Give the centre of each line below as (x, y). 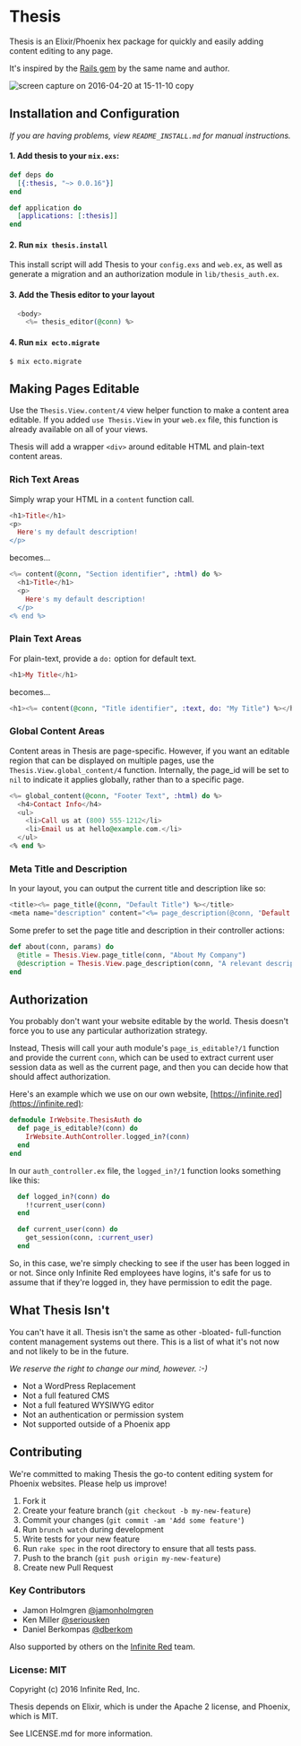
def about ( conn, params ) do (62, 947)
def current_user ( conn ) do (68, 1229)
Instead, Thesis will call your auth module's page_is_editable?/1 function (144, 1048)
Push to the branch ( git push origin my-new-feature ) (121, 1558)
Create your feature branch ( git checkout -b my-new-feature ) (137, 1510)
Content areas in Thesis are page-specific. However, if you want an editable (150, 751)
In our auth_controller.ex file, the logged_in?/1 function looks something (145, 1170)
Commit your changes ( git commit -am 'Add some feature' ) (133, 1520)
